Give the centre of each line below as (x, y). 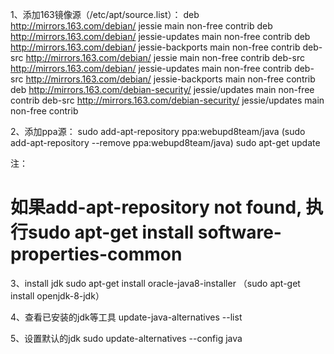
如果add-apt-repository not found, (156, 207)
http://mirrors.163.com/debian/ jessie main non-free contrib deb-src (165, 57)
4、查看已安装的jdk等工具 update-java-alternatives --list (126, 317)
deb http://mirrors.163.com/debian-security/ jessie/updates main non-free (162, 89)
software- (239, 232)
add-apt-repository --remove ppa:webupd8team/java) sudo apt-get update (165, 142)
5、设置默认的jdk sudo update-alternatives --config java (126, 338)
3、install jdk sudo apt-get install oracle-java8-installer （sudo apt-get (155, 283)
